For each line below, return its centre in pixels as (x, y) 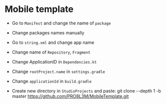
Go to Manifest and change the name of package (61, 23)
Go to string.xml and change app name (53, 42)
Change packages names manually (48, 32)
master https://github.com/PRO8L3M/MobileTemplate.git (70, 96)
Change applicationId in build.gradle (52, 81)
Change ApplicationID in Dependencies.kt (54, 61)
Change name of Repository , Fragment (51, 52)
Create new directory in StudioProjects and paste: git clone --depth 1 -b (86, 90)
